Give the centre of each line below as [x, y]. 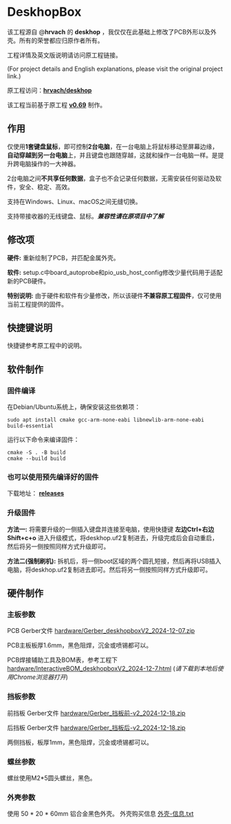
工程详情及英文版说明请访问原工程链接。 [64, 55]
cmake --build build [37, 459]
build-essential [30, 426]
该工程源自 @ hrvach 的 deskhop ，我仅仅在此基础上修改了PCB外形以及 [109, 32]
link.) [14, 76]
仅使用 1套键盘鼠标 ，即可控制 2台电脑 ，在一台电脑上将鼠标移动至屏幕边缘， [113, 146]
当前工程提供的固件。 [37, 304]
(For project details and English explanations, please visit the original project [115, 69]
